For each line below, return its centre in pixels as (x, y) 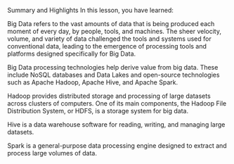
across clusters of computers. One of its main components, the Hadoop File (117, 103)
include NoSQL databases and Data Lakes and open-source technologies (113, 75)
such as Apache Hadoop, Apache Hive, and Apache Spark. (92, 82)
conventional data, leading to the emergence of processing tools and (107, 46)
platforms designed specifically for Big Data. (72, 53)
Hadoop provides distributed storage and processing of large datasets (109, 96)
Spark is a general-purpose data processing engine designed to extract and (117, 146)
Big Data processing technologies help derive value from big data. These (113, 67)
